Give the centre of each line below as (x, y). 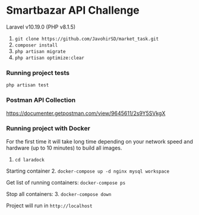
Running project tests (38, 73)
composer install (36, 45)
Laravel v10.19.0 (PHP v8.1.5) (41, 27)
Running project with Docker (48, 129)
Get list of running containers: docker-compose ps (66, 182)
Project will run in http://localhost (49, 205)
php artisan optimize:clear (49, 58)
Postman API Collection (41, 100)
